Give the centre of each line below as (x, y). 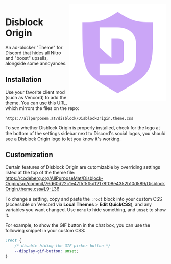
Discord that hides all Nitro (33, 53)
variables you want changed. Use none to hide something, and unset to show (86, 210)
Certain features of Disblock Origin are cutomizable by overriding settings (83, 167)
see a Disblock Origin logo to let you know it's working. (63, 139)
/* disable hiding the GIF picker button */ (63, 246)
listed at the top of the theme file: (40, 172)
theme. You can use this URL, (36, 103)
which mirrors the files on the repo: (42, 108)
